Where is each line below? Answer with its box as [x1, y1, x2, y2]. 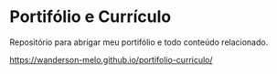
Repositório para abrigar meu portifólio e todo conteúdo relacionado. [9, 37, 269, 48]
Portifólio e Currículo [9, 6, 172, 27]
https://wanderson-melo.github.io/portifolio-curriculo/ [9, 54, 213, 65]
